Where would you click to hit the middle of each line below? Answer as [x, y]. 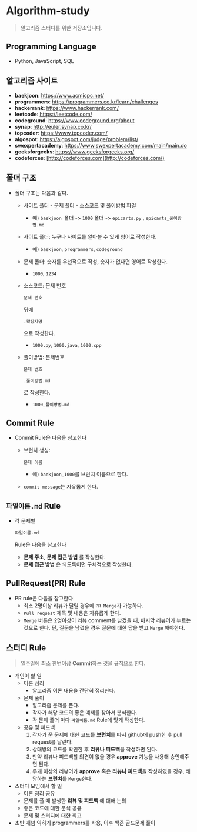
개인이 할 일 [28, 676]
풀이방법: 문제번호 [44, 357]
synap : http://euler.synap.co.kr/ [53, 126]
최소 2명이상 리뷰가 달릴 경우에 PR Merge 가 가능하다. [83, 605]
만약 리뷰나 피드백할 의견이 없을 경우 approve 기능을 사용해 [101, 756]
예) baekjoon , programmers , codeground [77, 249]
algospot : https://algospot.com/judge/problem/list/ [76, 139]
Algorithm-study [48, 11]
